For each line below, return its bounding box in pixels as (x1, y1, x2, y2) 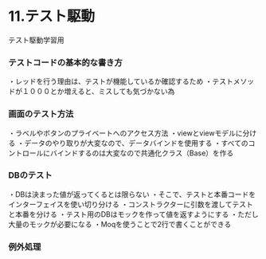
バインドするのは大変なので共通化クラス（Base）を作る (49, 148, 234, 158)
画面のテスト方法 (8, 108, 74, 120)
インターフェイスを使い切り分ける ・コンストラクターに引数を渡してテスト (8, 199, 253, 209)
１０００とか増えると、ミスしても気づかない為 (22, 87, 175, 96)
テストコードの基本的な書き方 (8, 57, 123, 68)
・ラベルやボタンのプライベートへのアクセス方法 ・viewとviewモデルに (8, 128, 243, 138)
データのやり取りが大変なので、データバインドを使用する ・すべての (23, 138, 248, 147)
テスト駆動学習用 (8, 35, 65, 45)
